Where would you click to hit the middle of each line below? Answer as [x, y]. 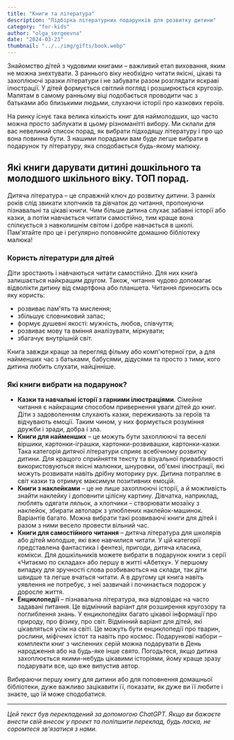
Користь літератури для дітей [61, 258]
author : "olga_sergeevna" [45, 33]
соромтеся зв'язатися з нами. [52, 729]
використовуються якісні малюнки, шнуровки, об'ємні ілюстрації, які [121, 466]
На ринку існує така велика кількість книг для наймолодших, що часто [113, 116]
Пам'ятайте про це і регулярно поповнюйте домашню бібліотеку [104, 232]
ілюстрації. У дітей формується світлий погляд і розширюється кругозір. [116, 88]
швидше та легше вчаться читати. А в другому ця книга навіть [110, 577]
